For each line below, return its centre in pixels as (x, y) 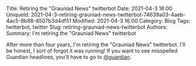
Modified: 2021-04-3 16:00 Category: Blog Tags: (132, 21)
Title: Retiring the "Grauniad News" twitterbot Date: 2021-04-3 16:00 (89, 8)
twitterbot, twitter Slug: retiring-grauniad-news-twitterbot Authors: (87, 27)
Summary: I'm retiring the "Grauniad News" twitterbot (71, 33)
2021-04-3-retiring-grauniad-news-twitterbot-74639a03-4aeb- (108, 15)
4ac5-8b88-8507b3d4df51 (39, 21)
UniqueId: (18, 15)
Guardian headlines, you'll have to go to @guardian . (69, 57)
